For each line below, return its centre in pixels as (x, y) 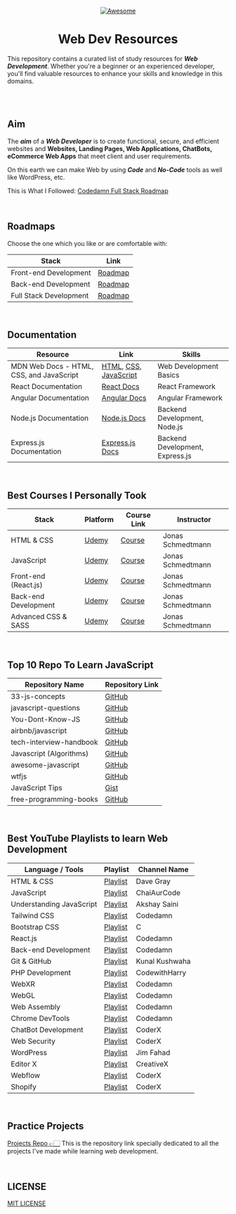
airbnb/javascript (39, 731)
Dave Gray (153, 881)
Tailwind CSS (33, 915)
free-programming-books (54, 799)
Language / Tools (54, 869)
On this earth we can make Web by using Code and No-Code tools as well (115, 169)
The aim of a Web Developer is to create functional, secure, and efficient (113, 141)
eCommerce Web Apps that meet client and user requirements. (99, 156)
